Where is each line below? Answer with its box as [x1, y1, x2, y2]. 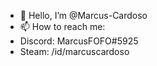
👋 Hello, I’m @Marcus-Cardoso [19, 10, 148, 21]
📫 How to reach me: [19, 21, 106, 32]
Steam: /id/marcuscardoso [19, 46, 130, 57]
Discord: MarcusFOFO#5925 [19, 35, 139, 47]
